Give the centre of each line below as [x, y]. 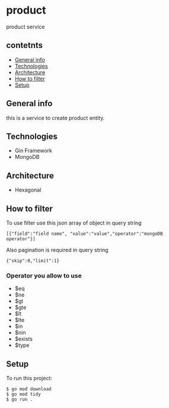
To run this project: [29, 378]
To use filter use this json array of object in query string [74, 223]
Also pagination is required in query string [57, 250]
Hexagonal [28, 190]
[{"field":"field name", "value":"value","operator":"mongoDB [84, 234]
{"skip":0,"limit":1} [33, 261]
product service [25, 27]
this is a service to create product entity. [55, 118]
